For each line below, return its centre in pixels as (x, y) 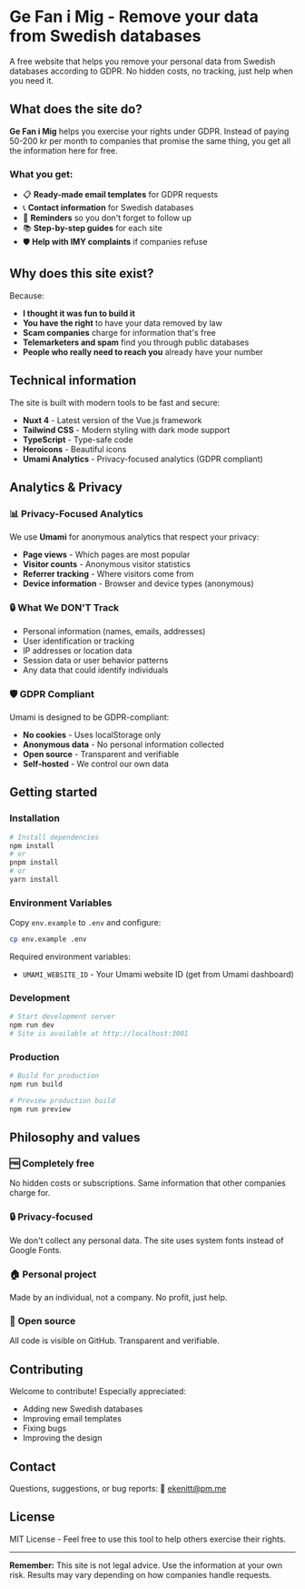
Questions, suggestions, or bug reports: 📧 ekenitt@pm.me (118, 1488)
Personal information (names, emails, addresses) (114, 631)
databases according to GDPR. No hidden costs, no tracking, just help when (151, 71)
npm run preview (40, 1109)
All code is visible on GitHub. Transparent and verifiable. (114, 1341)
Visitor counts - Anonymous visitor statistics (106, 564)
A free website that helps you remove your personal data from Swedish (143, 61)
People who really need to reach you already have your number (143, 351)
